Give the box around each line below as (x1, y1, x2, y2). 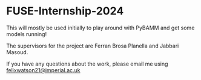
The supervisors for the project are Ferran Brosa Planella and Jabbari (6, 42, 179, 49)
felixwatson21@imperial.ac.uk (6, 66, 81, 73)
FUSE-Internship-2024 (6, 4, 124, 18)
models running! (6, 30, 47, 37)
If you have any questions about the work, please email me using (6, 60, 168, 67)
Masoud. (6, 48, 28, 55)
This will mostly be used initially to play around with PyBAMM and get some (6, 24, 195, 31)
